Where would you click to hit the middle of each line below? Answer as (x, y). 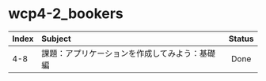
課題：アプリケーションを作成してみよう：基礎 (129, 53)
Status (241, 39)
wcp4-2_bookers (66, 14)
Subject (56, 39)
